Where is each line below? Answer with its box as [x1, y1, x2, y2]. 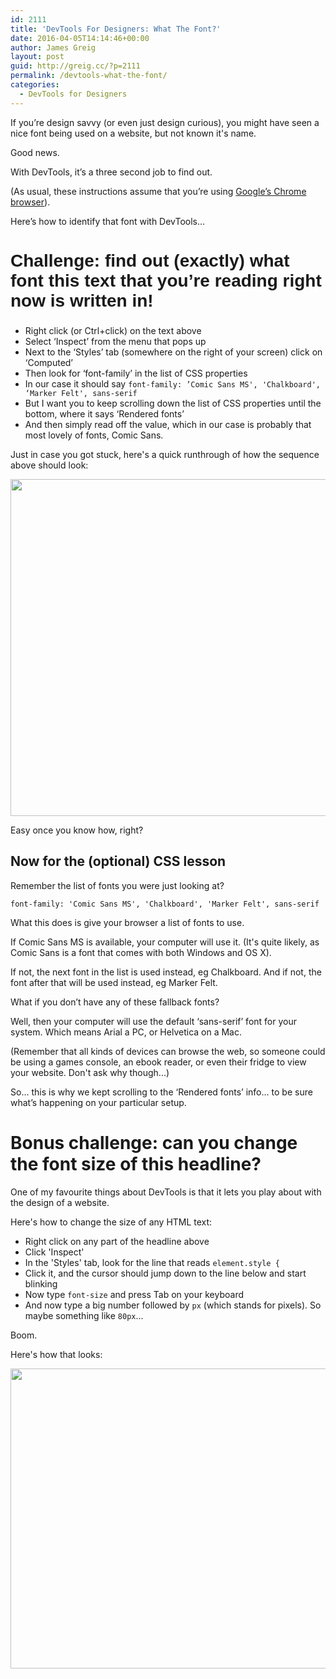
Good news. [10, 146, 60, 158]
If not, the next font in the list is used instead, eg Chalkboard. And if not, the [10, 966, 322, 978]
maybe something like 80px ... [24, 1309, 144, 1321]
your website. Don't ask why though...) [10, 1066, 170, 1078]
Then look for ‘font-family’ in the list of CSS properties [24, 367, 248, 380]
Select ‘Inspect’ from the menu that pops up [24, 336, 207, 348]
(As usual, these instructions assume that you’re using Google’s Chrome [10, 185, 307, 197]
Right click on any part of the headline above [24, 1235, 210, 1247]
